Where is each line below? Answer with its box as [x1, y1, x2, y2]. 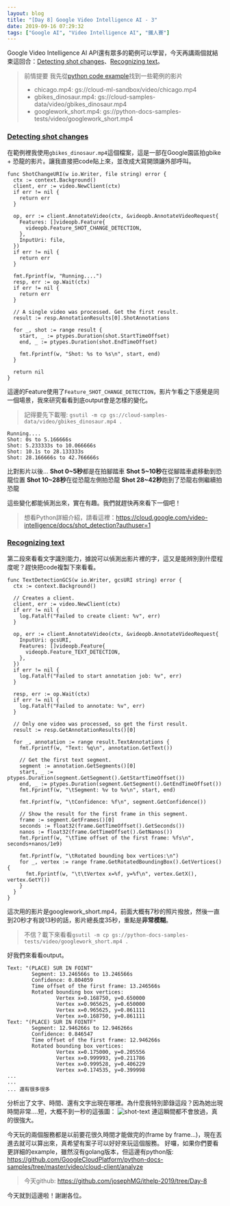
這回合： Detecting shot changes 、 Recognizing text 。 [12, 58, 164, 66]
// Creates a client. [13, 594, 75, 602]
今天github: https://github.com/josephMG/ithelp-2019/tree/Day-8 [23, 1177, 207, 1185]
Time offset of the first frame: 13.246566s [31, 983, 161, 989]
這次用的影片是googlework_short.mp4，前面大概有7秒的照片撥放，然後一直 [7, 907, 220, 915]
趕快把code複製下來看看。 [25, 563, 100, 571]
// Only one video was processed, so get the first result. [13, 720, 188, 727]
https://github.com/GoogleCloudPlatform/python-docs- [7, 1155, 164, 1164]
